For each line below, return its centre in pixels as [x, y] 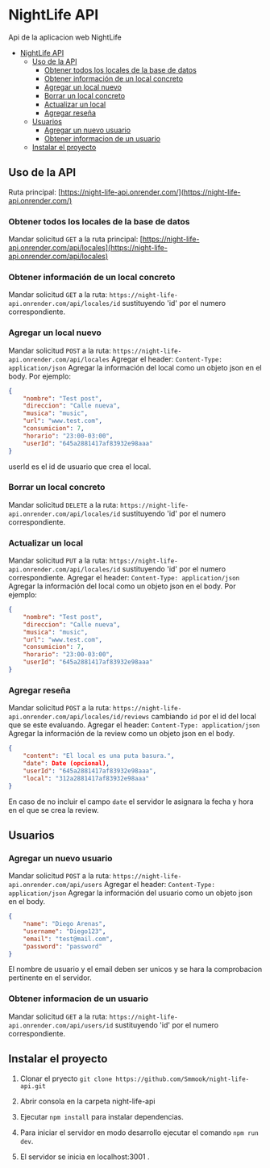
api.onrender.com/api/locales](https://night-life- [88, 248]
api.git [33, 1086]
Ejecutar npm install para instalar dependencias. [102, 1116]
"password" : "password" [63, 946]
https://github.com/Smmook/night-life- [183, 1079]
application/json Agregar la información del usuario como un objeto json [131, 893]
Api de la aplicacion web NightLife [65, 37]
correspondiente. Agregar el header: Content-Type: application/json [124, 578]
